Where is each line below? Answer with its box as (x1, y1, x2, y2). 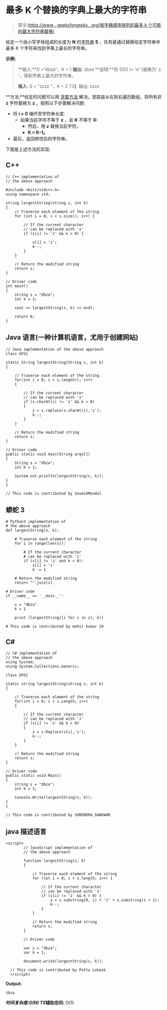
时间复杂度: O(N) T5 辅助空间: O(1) (5, 1000, 74, 1006)
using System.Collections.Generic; (5, 664, 80, 669)
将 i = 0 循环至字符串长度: (12, 110, 66, 116)
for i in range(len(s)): (14, 541, 66, 546)
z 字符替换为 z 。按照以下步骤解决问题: (5, 100, 85, 106)
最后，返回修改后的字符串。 (12, 135, 70, 141)
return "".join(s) (14, 580, 53, 586)
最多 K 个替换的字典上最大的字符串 (5, 4, 147, 16)
